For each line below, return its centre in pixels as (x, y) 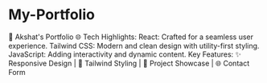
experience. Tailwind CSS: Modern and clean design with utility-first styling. (134, 45)
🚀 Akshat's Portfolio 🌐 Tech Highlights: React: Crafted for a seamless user (131, 37)
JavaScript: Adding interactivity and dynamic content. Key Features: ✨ (125, 54)
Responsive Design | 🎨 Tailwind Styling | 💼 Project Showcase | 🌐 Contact (129, 63)
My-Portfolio (51, 15)
